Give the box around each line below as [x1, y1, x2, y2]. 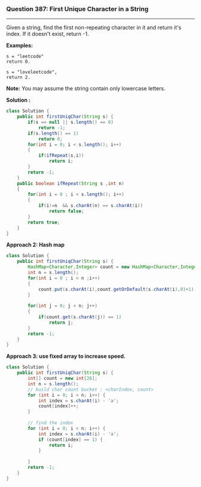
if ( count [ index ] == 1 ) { [38, 436, 103, 443]
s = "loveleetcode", [6, 69, 58, 75]
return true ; [28, 219, 60, 226]
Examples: [6, 42, 33, 49]
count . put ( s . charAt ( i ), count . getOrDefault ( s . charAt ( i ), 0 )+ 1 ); [38, 286, 197, 292]
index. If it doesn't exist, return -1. [6, 31, 89, 38]
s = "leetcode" [6, 53, 44, 60]
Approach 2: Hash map [6, 241, 65, 248]
